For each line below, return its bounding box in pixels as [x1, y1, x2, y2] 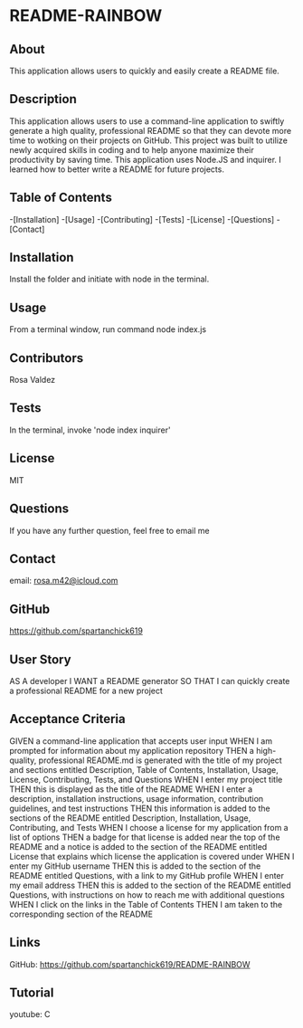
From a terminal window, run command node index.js [9, 324, 206, 335]
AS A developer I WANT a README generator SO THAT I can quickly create [9, 675, 290, 686]
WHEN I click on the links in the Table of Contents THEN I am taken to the [9, 899, 283, 909]
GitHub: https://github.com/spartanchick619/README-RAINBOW [9, 958, 251, 969]
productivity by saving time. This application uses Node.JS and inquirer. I [9, 154, 282, 165]
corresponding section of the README [9, 909, 154, 919]
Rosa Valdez [9, 375, 56, 385]
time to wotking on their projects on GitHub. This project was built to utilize [9, 135, 288, 146]
